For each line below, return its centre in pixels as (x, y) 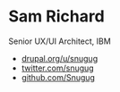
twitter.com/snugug (58, 68)
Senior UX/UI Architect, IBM (60, 41)
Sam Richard (56, 17)
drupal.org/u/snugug (60, 58)
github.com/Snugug (58, 77)
